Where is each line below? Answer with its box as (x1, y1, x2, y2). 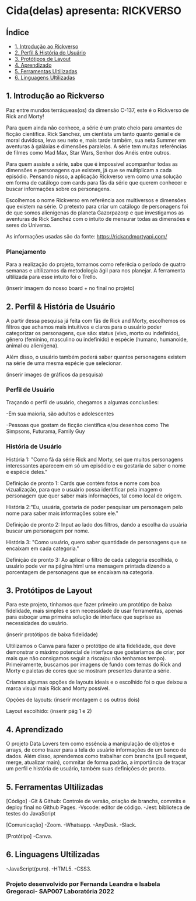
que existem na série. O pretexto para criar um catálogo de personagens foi (6, 203, 188, 210)
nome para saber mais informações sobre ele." (6, 510, 118, 517)
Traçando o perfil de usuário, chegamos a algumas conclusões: (6, 399, 159, 406)
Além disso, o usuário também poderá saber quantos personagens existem (6, 353, 187, 360)
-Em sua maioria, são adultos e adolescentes (6, 410, 114, 417)
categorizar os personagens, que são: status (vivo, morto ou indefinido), (6, 329, 180, 336)
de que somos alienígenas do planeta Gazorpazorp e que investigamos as (6, 209, 184, 216)
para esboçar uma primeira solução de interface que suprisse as (6, 613, 162, 620)
